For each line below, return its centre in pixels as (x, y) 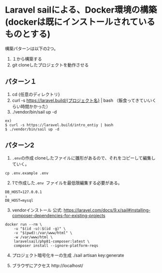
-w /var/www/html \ (33, 237)
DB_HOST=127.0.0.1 (23, 192)
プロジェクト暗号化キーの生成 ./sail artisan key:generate (68, 255)
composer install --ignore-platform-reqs (56, 245)
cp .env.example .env (27, 173)
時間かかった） (36, 106)
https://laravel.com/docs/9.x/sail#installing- (107, 210)
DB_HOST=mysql (19, 200)
